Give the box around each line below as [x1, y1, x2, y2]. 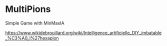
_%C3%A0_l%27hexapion [5, 35, 59, 41]
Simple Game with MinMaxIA [5, 20, 64, 26]
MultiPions [5, 3, 51, 15]
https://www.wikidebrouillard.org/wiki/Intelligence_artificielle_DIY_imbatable [5, 29, 162, 35]
